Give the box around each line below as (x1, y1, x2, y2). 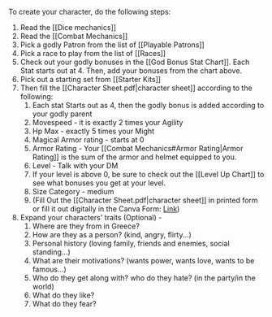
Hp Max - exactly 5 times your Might (32, 126, 155, 136)
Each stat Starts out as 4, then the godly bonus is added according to (32, 101, 265, 110)
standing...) (32, 247, 71, 257)
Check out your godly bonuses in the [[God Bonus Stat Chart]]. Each (19, 57, 250, 67)
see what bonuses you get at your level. (32, 178, 166, 188)
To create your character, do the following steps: (8, 7, 171, 16)
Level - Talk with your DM (32, 161, 119, 170)
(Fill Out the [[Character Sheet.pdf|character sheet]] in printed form (32, 195, 258, 205)
